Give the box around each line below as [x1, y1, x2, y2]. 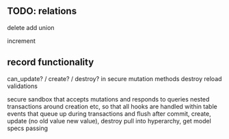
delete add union [7, 23, 55, 31]
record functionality [7, 57, 94, 68]
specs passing [7, 124, 49, 132]
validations [7, 82, 38, 90]
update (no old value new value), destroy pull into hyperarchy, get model [7, 117, 212, 125]
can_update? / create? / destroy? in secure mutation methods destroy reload [7, 74, 222, 82]
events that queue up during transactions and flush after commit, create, [7, 109, 211, 118]
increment [7, 37, 36, 45]
